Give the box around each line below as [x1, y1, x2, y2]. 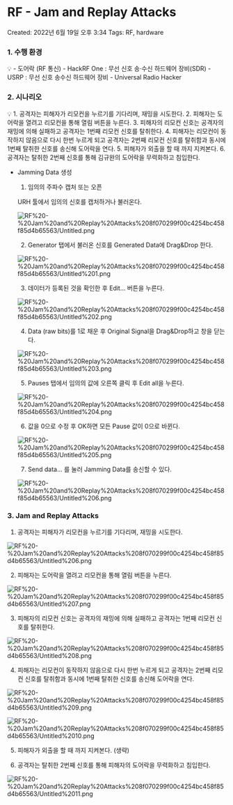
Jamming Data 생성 [17, 168, 72, 176]
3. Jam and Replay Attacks [7, 511, 99, 521]
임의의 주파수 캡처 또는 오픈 [27, 183, 102, 191]
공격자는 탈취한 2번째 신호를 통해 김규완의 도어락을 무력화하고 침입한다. [7, 153, 200, 161]
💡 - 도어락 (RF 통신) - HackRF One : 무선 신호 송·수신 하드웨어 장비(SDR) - [7, 64, 211, 73]
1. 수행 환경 [7, 47, 42, 56]
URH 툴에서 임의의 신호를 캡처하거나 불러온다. [17, 197, 143, 206]
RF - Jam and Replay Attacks [7, 4, 177, 20]
